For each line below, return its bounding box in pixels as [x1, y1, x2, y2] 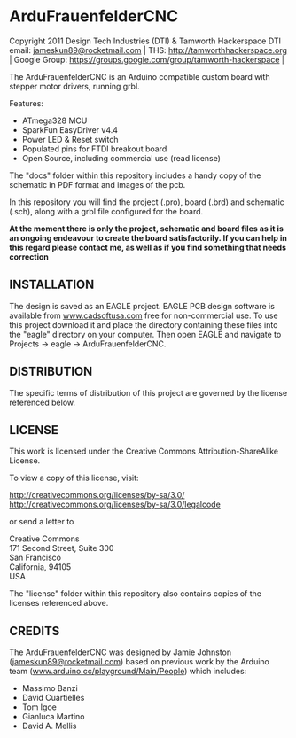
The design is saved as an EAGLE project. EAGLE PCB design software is [9, 300, 275, 311]
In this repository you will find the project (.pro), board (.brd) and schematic [9, 197, 285, 207]
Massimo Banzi [21, 683, 78, 694]
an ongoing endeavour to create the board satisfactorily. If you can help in [9, 232, 288, 243]
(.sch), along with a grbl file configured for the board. [9, 206, 204, 216]
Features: [9, 97, 44, 108]
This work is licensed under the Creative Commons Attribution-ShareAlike [9, 446, 279, 457]
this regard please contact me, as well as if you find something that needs [9, 242, 286, 252]
